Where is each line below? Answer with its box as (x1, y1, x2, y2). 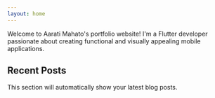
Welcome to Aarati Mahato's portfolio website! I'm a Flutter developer (7, 29, 209, 38)
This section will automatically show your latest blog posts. (7, 83, 178, 92)
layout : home (7, 10, 46, 17)
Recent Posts (7, 64, 67, 77)
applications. (7, 44, 44, 52)
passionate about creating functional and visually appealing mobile (7, 36, 201, 45)
